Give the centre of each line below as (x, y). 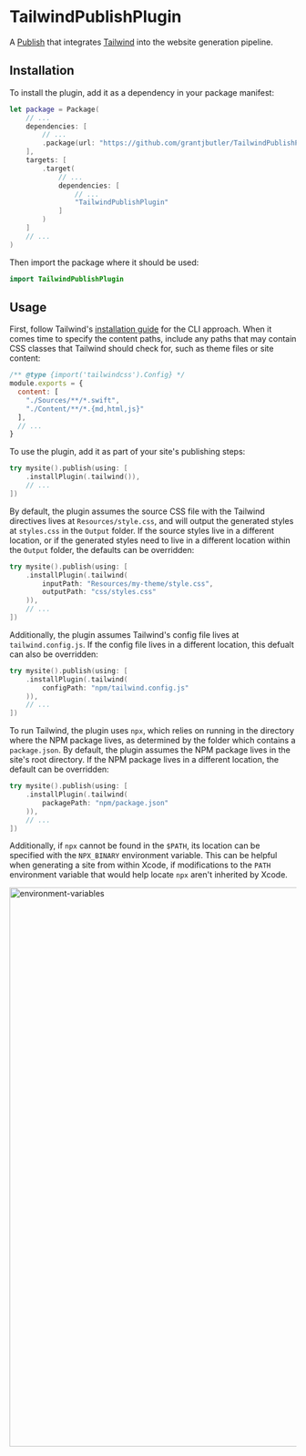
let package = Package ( (55, 109)
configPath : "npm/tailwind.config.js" (116, 688)
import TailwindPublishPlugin (67, 279)
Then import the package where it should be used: (104, 262)
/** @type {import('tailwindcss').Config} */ (97, 375)
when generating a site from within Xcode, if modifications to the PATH (140, 865)
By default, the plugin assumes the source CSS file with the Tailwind (138, 511)
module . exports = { (46, 384)
